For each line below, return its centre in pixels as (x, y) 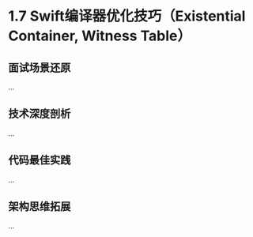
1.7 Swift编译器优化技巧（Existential (127, 16)
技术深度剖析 (40, 114)
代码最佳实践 (40, 160)
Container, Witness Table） (100, 36)
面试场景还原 (40, 68)
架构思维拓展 (40, 207)
